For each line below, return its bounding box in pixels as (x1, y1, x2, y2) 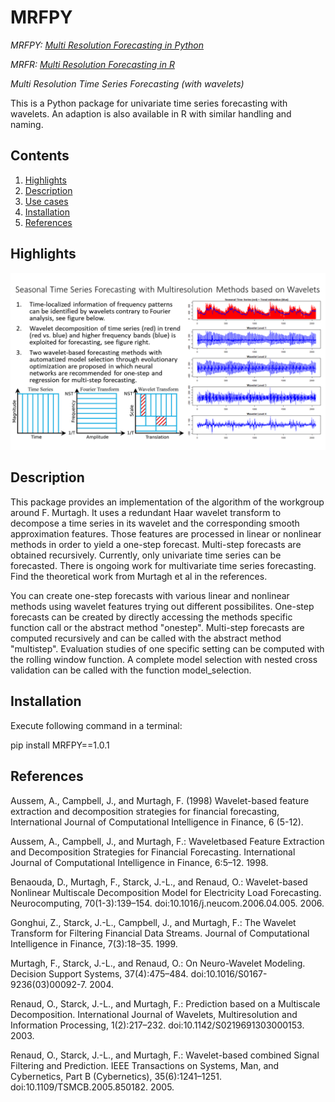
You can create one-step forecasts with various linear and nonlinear (10, 589, 290, 601)
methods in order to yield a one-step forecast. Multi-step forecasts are (10, 538, 302, 550)
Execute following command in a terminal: (10, 719, 183, 731)
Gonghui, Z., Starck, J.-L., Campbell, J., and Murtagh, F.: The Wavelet (10, 916, 297, 928)
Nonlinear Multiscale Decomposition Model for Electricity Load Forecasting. (10, 886, 322, 898)
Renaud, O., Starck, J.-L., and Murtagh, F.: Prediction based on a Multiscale (10, 997, 321, 1010)
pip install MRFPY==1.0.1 (10, 739, 110, 751)
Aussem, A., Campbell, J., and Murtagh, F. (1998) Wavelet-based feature (10, 794, 310, 806)
